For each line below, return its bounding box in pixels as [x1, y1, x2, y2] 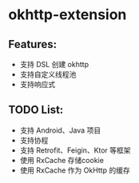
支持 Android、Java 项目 [19, 125, 101, 135]
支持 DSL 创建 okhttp [19, 60, 89, 69]
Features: [8, 38, 58, 51]
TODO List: [8, 103, 64, 117]
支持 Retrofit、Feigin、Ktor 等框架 [19, 145, 131, 155]
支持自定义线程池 [19, 70, 77, 79]
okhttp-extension [8, 6, 127, 24]
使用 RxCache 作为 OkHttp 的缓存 [19, 165, 130, 175]
